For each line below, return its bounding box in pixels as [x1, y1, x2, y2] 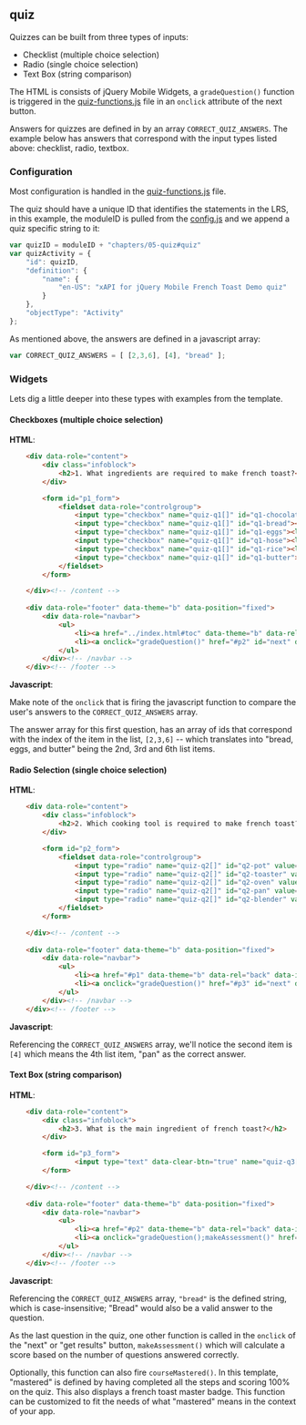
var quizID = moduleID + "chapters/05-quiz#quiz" [9, 241, 202, 250]
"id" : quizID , [25, 257, 79, 267]
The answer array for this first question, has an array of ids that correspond [9, 724, 293, 735]
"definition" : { [25, 266, 88, 275]
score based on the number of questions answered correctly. [9, 1348, 240, 1360]
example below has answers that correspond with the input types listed [9, 132, 278, 144]
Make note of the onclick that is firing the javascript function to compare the [9, 697, 297, 708]
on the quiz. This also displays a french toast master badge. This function [9, 1386, 285, 1397]
